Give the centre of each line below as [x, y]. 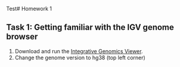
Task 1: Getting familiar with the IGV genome [90, 27]
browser [22, 37]
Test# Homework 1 [29, 9]
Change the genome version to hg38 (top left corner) [80, 57]
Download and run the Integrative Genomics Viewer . [79, 51]
